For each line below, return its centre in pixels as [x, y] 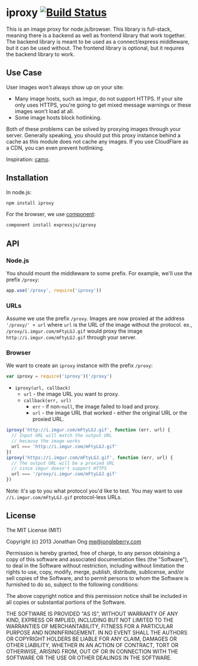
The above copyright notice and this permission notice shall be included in [97, 596]
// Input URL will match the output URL [62, 436]
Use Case [24, 73]
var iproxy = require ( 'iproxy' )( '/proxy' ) [59, 377]
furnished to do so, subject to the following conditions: [72, 584]
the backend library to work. [40, 54]
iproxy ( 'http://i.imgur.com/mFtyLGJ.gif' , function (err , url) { [88, 430]
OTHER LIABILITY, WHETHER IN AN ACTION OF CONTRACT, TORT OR [92, 645]
